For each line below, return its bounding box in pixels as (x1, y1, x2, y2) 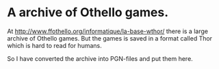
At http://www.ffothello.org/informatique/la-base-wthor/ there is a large (7, 27, 209, 35)
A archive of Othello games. (7, 5, 169, 20)
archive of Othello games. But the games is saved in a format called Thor (7, 34, 213, 42)
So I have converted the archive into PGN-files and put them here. (7, 54, 193, 62)
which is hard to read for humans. (7, 41, 102, 49)
